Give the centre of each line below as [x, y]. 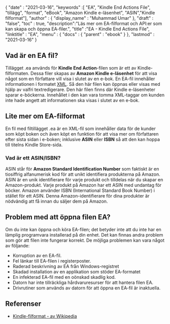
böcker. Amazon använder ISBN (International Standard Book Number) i [80, 190]
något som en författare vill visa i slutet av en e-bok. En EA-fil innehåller [80, 79]
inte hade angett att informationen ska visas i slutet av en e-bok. [72, 100]
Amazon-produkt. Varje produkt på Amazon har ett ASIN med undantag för [83, 185]
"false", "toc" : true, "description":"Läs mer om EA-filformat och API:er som [84, 23]
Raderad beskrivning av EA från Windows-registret [66, 266]
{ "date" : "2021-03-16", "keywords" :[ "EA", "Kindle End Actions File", [78, 7]
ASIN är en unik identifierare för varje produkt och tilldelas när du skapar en [84, 179]
